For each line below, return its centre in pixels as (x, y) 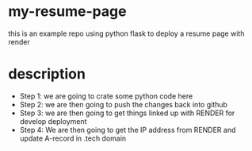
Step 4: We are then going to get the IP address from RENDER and (128, 130)
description (47, 74)
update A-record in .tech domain (73, 138)
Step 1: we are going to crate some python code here (106, 96)
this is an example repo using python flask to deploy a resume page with (126, 33)
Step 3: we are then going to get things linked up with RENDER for (127, 113)
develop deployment (53, 121)
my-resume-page (67, 12)
